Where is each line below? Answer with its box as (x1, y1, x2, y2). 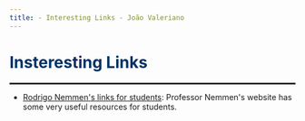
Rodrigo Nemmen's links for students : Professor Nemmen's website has (22, 91, 292, 102)
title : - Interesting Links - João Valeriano (9, 13, 184, 23)
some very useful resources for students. (22, 101, 177, 112)
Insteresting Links (9, 51, 148, 72)
